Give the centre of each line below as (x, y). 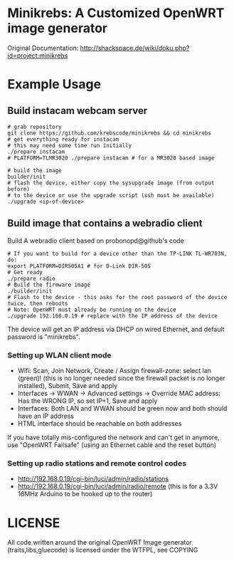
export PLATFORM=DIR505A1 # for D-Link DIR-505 (79, 266)
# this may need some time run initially (70, 145)
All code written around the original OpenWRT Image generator (100, 542)
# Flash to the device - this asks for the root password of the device (117, 297)
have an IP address (46, 416)
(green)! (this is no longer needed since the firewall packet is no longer (121, 378)
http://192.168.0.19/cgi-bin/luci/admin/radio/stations (93, 479)
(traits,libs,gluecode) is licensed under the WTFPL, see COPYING (103, 550)
